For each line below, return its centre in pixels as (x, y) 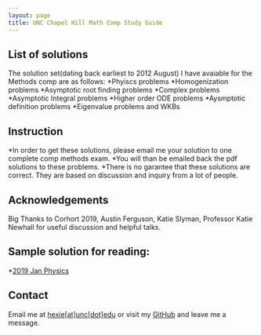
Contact (28, 295)
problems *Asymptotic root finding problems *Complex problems (114, 90)
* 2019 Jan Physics (38, 271)
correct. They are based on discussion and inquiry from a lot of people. (123, 175)
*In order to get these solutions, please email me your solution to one (120, 151)
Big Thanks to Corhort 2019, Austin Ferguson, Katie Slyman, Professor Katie (130, 218)
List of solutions (48, 55)
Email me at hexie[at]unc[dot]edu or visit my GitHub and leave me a (117, 314)
